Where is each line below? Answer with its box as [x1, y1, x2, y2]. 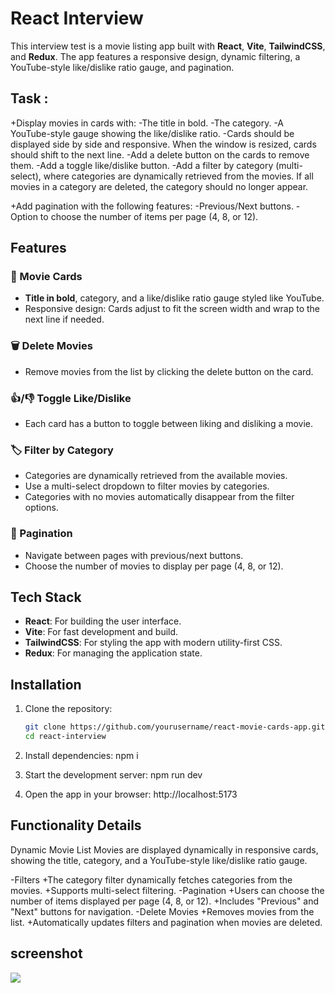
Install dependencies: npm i [24, 750, 139, 761]
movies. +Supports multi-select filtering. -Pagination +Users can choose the [10, 884, 325, 896]
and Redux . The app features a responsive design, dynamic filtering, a [10, 50, 301, 62]
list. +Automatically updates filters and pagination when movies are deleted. [10, 916, 323, 928]
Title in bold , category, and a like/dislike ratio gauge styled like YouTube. [24, 292, 325, 304]
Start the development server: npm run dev [24, 769, 203, 781]
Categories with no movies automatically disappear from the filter [24, 491, 295, 503]
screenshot [10, 945, 83, 962]
